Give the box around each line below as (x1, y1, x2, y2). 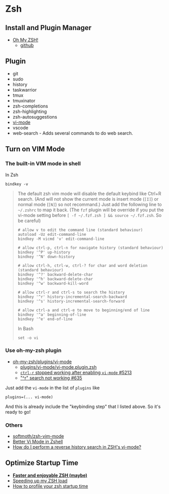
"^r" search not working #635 (20, 375, 82, 381)
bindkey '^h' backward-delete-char (17, 276, 93, 282)
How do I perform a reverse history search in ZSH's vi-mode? (12, 444, 142, 450)
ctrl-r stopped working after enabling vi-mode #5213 (20, 369, 132, 375)
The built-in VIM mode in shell (5, 160, 81, 167)
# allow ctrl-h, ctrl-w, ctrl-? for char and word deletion (17, 263, 148, 268)
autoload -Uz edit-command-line (17, 232, 86, 237)
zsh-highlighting (12, 108, 47, 115)
